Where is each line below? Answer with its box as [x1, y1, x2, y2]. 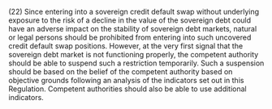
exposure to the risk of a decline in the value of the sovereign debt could [8, 15, 252, 25]
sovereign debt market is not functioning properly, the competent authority [8, 50, 259, 59]
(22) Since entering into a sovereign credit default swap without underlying [8, 7, 260, 16]
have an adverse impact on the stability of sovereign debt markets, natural [8, 24, 257, 33]
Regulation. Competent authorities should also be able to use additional [8, 84, 247, 94]
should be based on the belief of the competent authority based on [8, 67, 233, 76]
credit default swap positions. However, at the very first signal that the [8, 41, 244, 51]
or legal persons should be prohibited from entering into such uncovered [8, 32, 252, 42]
